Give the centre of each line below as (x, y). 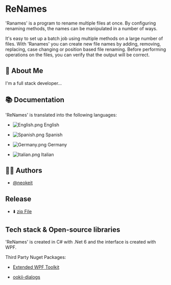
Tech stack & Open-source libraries (63, 229)
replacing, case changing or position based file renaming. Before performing (86, 49)
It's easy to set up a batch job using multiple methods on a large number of (84, 38)
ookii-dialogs (27, 277)
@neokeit (23, 183)
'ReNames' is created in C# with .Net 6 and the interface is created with (81, 242)
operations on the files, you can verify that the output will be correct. (77, 55)
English (52, 125)
